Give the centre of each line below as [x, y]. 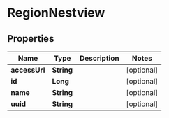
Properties [31, 39]
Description [100, 58]
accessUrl [28, 70]
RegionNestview [56, 13]
